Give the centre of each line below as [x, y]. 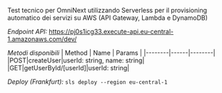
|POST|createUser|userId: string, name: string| [76, 60]
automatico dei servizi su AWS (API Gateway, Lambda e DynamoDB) [108, 18]
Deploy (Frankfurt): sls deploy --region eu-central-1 [87, 82]
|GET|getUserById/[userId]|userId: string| [69, 68]
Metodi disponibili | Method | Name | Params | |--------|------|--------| [111, 53]
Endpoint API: [27, 32]
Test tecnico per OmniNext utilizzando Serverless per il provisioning [107, 10]
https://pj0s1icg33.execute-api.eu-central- [111, 32]
